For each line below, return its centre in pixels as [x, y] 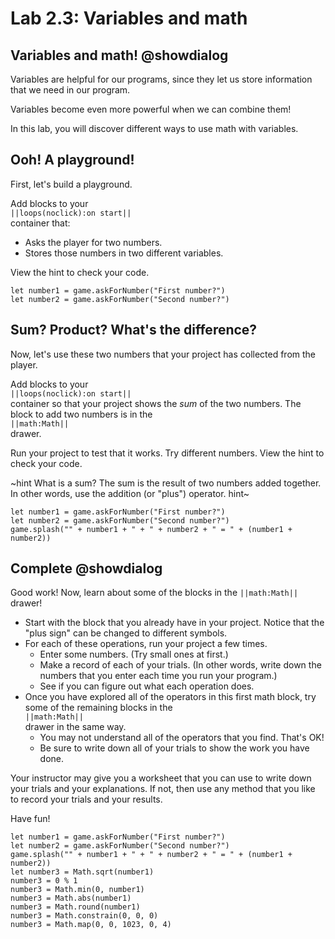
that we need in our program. [70, 90]
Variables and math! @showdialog [119, 55]
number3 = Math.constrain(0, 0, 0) [84, 916]
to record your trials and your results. [86, 799]
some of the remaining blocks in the [98, 708]
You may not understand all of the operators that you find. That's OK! [182, 738]
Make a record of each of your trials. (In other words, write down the [180, 665]
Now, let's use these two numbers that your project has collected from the [163, 354]
